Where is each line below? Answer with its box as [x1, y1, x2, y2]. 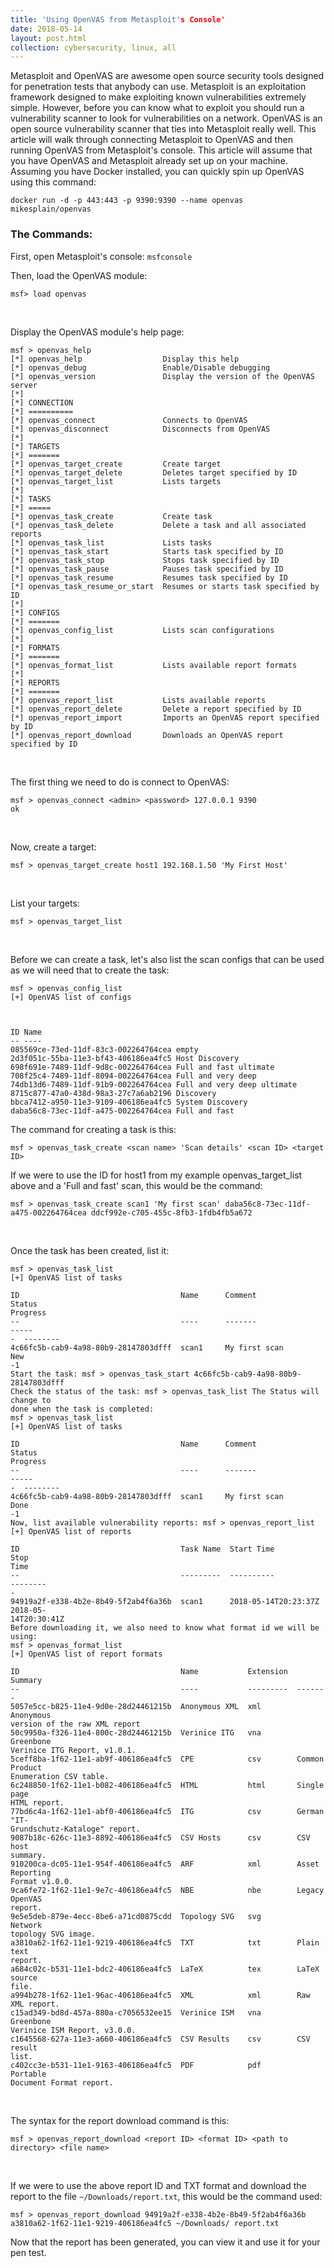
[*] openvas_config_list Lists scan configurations [10, 625, 275, 635]
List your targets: [10, 897, 80, 909]
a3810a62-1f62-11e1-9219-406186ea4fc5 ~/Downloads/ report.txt [10, 2218, 280, 2228]
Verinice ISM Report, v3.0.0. [10, 2025, 137, 2035]
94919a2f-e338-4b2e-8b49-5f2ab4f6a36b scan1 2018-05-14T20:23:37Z [10, 1596, 320, 1606]
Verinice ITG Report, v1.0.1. [10, 1745, 137, 1755]
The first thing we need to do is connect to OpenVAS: [10, 776, 230, 788]
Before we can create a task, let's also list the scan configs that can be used [10, 953, 325, 965]
